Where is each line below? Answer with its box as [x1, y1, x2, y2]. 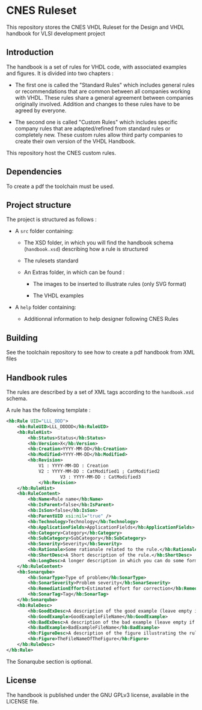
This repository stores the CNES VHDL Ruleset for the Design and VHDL [6, 23, 185, 31]
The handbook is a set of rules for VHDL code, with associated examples [6, 63, 187, 70]
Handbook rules [6, 372, 67, 383]
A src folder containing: [14, 228, 74, 235]
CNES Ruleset [6, 4, 77, 17]
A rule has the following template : [6, 407, 91, 413]
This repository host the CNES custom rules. [6, 149, 116, 156]
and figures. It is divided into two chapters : [6, 70, 114, 77]
